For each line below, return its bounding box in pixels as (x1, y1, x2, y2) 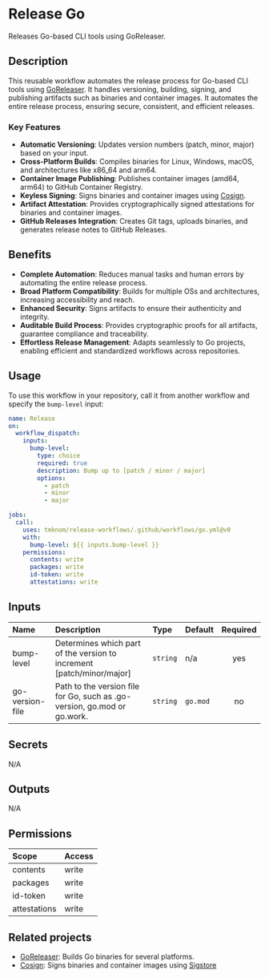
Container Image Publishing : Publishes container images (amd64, (19, 174, 239, 184)
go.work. (54, 710, 88, 721)
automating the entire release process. (19, 277, 148, 287)
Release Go (8, 5, 86, 23)
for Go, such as (54, 690, 113, 701)
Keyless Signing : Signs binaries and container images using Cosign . (19, 191, 247, 200)
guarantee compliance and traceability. (19, 329, 150, 338)
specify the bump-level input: (8, 398, 104, 409)
